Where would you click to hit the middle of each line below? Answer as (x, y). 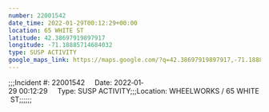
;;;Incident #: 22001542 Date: (60, 82)
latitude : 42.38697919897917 (57, 38)
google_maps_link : (39, 60)
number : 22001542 (37, 15)
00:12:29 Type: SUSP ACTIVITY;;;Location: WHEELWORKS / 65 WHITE (139, 91)
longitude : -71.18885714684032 (60, 45)
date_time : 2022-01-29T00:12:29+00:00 (73, 23)
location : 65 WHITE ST (46, 30)
